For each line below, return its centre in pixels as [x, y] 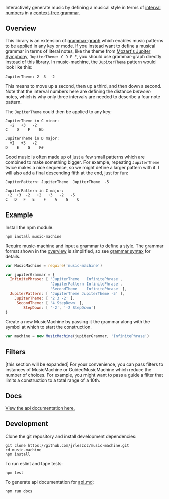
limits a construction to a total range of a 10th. [53, 380]
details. [13, 256]
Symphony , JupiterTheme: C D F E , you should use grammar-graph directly [83, 56]
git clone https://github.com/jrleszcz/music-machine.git [67, 445]
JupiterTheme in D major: [32, 138]
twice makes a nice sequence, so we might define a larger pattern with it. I [82, 167]
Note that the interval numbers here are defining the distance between [78, 91]
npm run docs [19, 491]
